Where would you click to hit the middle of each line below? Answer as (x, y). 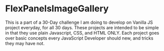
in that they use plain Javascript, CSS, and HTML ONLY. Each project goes (82, 33)
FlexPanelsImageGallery (57, 9)
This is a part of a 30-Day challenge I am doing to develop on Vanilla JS (79, 22)
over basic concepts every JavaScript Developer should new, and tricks (79, 38)
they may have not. (25, 43)
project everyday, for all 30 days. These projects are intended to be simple (82, 27)
